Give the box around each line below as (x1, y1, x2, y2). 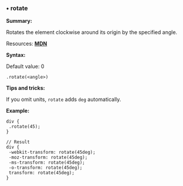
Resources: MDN (6, 40, 48, 48)
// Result (6, 139, 30, 145)
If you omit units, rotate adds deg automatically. (6, 96, 121, 103)
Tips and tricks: (6, 84, 45, 92)
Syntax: (6, 52, 26, 59)
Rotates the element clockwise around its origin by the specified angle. (6, 29, 178, 36)
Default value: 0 (6, 63, 45, 70)
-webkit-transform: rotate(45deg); (8, 150, 96, 155)
